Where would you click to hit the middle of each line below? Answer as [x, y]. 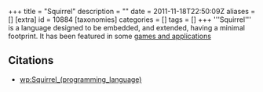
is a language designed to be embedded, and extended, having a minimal [127, 28]
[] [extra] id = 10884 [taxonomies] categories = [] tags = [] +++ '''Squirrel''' [130, 19]
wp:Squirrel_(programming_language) [80, 79]
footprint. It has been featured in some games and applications [110, 36]
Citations [31, 60]
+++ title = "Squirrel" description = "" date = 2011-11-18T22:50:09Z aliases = [132, 11]
